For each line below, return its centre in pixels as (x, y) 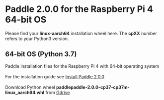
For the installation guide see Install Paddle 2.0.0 (55, 76)
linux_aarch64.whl (25, 92)
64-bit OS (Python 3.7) (41, 54)
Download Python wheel (30, 87)
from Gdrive (58, 92)
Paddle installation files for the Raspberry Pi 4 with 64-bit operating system (82, 66)
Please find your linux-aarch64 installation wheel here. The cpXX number (81, 33)
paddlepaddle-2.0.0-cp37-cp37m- (93, 87)
